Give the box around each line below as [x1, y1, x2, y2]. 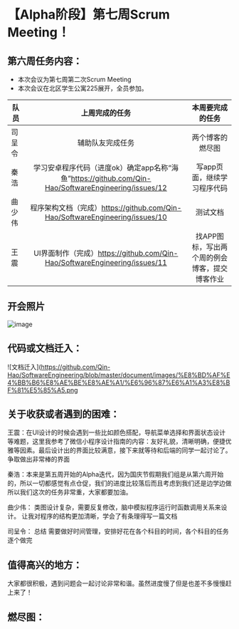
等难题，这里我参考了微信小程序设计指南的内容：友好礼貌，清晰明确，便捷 [7, 437, 225, 446]
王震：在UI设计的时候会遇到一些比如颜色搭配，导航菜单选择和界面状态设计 [7, 428, 226, 437]
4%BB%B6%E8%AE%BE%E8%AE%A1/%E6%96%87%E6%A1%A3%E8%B [7, 378, 230, 387]
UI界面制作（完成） [33, 249, 98, 258]
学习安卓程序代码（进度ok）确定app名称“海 [33, 163, 179, 172]
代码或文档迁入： [7, 343, 83, 355]
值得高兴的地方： [7, 558, 83, 571]
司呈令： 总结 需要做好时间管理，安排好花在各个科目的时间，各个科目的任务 [7, 527, 229, 536]
